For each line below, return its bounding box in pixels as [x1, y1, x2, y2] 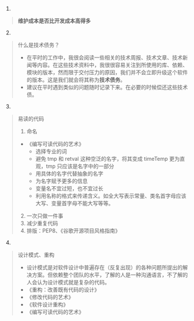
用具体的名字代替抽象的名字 [35, 170, 104, 177]
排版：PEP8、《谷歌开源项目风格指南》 [26, 227, 120, 234]
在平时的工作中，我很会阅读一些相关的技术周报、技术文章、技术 [26, 54, 183, 61]
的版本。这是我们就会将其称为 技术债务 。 [26, 77, 126, 83]
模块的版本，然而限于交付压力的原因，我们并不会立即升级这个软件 [26, 69, 188, 76]
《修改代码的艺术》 [26, 294, 74, 300]
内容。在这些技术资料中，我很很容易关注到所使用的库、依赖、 [37, 62, 188, 68]
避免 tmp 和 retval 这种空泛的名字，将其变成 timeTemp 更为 [35, 155, 180, 162]
